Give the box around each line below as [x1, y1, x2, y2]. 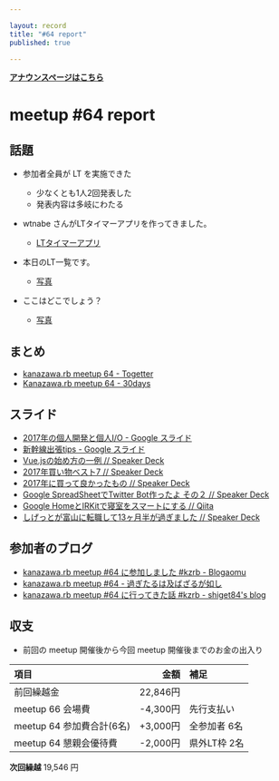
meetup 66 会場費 [14, 702, 91, 715]
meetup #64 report [9, 104, 156, 125]
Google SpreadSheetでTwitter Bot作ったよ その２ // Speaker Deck [22, 489, 270, 500]
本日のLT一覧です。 [22, 257, 95, 268]
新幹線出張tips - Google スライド [22, 444, 146, 454]
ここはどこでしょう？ [22, 296, 102, 307]
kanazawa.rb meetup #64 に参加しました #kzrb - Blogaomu [22, 566, 246, 577]
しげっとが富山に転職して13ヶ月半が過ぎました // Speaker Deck [22, 512, 261, 522]
